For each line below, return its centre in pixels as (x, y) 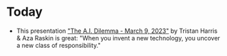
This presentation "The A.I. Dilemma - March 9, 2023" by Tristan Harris (117, 31)
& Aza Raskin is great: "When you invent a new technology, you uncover (118, 38)
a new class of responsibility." (58, 45)
